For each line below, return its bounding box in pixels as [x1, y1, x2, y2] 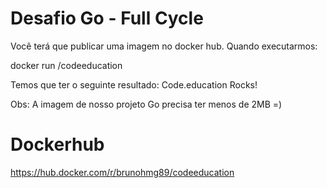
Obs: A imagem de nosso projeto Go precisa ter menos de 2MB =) [10, 98, 283, 110]
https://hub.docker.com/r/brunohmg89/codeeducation [10, 166, 235, 178]
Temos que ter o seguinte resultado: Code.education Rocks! [10, 78, 258, 91]
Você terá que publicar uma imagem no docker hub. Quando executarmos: [10, 40, 318, 52]
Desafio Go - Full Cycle [10, 7, 204, 30]
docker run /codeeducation [10, 59, 123, 71]
